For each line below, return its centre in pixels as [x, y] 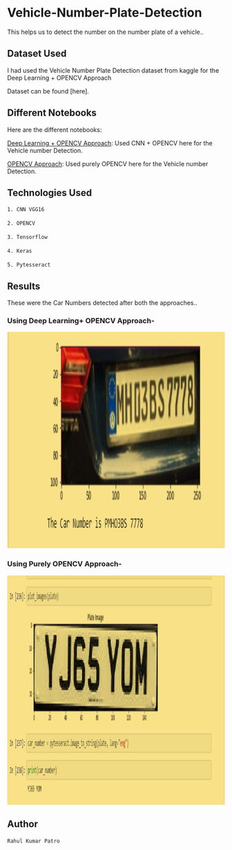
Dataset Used [37, 54]
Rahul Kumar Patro [33, 841]
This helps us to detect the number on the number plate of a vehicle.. [105, 32]
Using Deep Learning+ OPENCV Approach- [81, 321]
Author [22, 824]
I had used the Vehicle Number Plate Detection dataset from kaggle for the [113, 70]
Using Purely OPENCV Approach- [65, 564]
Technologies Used [49, 193]
